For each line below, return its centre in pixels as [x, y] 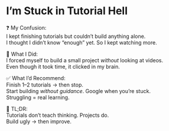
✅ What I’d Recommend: [36, 78]
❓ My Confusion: [26, 27]
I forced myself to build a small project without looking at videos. [85, 60]
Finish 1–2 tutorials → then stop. [45, 85]
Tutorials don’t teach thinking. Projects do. [58, 115]
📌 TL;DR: [17, 108]
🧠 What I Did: [22, 54]
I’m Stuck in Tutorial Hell [67, 11]
